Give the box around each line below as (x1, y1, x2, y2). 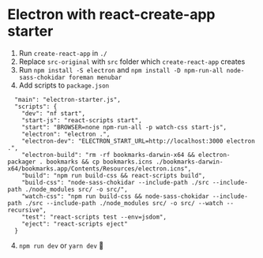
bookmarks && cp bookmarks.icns (46, 158, 153, 166)
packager (7, 158, 36, 166)
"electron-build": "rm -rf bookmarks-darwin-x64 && (21, 151, 195, 159)
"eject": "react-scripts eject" (21, 219, 128, 228)
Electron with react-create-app (7, 6, 216, 24)
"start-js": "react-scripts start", (21, 116, 143, 124)
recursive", (7, 206, 47, 214)
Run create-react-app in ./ (18, 48, 107, 58)
